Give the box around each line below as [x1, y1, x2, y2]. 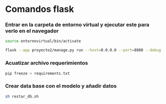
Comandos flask [5, 3, 75, 15]
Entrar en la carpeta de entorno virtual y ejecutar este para [5, 21, 150, 28]
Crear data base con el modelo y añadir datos [5, 83, 117, 90]
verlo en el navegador [5, 27, 59, 34]
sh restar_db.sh [5, 94, 39, 99]
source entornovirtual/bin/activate [5, 39, 81, 44]
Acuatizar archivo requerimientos [5, 60, 88, 67]
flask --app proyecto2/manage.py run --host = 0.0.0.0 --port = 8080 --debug [5, 48, 162, 53]
